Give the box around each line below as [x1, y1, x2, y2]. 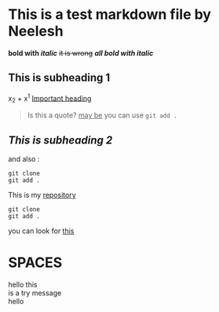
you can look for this [8, 226, 75, 236]
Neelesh [8, 22, 64, 40]
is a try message [8, 288, 62, 297]
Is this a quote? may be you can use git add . [27, 110, 178, 120]
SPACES [8, 254, 63, 272]
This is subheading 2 [8, 133, 113, 147]
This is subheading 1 [8, 71, 111, 84]
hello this [8, 280, 38, 289]
